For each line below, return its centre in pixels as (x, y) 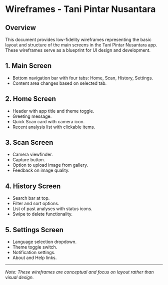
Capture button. (29, 160)
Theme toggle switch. (35, 247)
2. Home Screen (31, 99)
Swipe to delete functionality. (42, 214)
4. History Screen (33, 186)
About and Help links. (34, 258)
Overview (21, 28)
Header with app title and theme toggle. (53, 111)
